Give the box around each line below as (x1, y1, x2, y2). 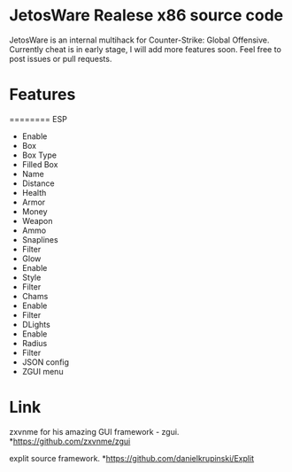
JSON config (21, 356, 69, 368)
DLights (21, 319, 50, 329)
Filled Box (21, 159, 58, 169)
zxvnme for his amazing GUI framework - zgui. (9, 426, 180, 437)
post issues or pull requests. (9, 53, 112, 64)
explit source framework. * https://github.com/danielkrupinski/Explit (9, 453, 255, 463)
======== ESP (9, 113, 68, 124)
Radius (21, 337, 48, 348)
